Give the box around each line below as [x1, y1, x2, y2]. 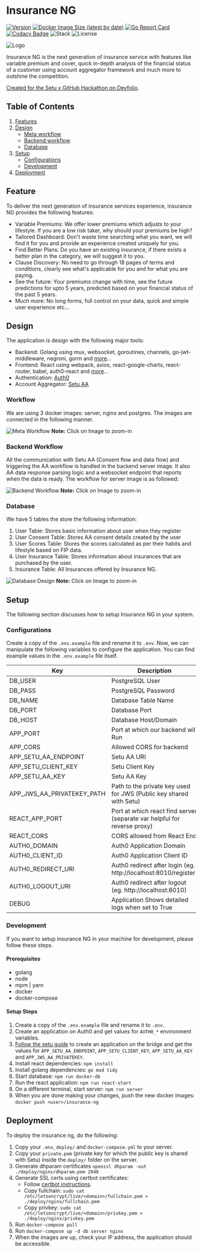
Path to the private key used [111, 782, 191, 791]
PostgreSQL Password [111, 687, 175, 695]
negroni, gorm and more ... [47, 355, 112, 362]
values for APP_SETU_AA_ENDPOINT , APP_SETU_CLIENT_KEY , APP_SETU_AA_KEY [14, 1047, 193, 1054]
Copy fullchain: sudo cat [23, 1187, 85, 1194]
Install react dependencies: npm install [14, 1060, 114, 1067]
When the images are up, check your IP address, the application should [14, 1233, 192, 1241]
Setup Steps [6, 1008, 38, 1015]
